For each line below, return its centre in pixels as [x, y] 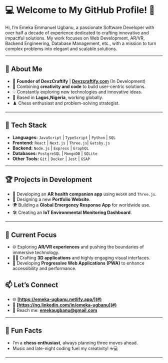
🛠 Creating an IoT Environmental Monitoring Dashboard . [72, 212]
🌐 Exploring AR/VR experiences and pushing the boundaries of [78, 247]
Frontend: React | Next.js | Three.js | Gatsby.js [61, 142]
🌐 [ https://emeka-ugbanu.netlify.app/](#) [57, 299]
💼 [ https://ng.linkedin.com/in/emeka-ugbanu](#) [64, 305]
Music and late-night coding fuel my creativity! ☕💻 [65, 348]
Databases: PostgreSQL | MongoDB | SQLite [55, 153]
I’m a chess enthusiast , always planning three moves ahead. [75, 342]
